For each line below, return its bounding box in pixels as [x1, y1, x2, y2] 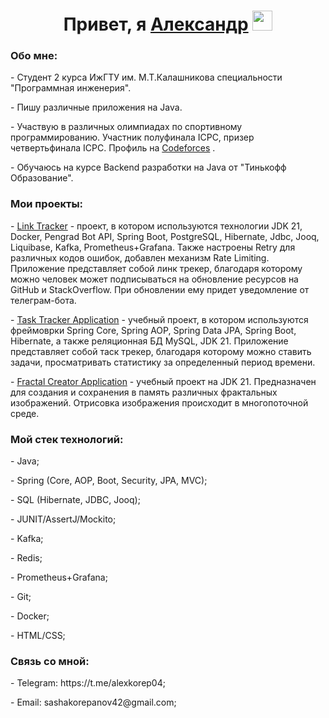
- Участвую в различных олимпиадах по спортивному [10, 121, 243, 133]
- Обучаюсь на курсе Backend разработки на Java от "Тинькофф [10, 161, 287, 174]
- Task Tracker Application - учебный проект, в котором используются [10, 313, 309, 325]
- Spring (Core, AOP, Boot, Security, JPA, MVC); [10, 475, 208, 487]
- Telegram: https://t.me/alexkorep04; [10, 677, 166, 689]
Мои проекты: [10, 197, 84, 211]
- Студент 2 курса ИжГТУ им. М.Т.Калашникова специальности [10, 71, 283, 84]
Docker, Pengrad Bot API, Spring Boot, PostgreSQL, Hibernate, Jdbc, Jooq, [10, 230, 320, 242]
